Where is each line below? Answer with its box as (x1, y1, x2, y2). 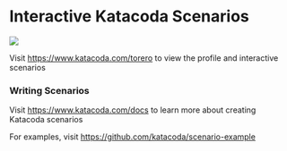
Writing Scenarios (9, 84, 90, 96)
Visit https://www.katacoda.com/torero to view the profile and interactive (9, 52, 279, 63)
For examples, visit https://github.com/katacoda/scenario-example (9, 131, 256, 142)
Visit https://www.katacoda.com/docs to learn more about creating (9, 105, 257, 115)
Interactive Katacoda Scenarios (9, 6, 249, 27)
